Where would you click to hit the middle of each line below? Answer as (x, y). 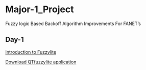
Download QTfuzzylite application (41, 62)
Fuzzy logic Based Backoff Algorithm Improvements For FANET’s (73, 24)
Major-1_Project (40, 9)
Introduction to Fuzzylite (31, 52)
